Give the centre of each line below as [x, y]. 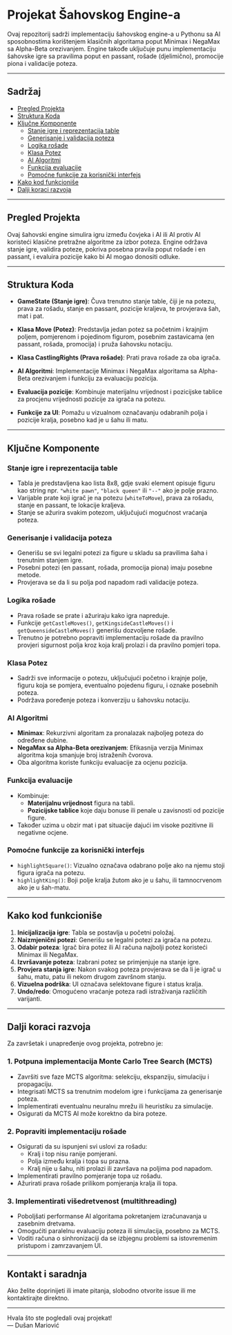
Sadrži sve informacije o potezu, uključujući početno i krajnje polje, [112, 678]
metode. [29, 575]
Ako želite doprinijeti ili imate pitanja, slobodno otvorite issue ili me [101, 1291]
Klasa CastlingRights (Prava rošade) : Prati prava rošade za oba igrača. [119, 357]
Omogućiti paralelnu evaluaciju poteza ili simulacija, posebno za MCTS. [118, 1231]
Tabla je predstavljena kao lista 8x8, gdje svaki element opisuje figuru [116, 483]
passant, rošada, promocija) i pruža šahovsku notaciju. [95, 344]
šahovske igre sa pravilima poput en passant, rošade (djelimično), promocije [116, 56]
